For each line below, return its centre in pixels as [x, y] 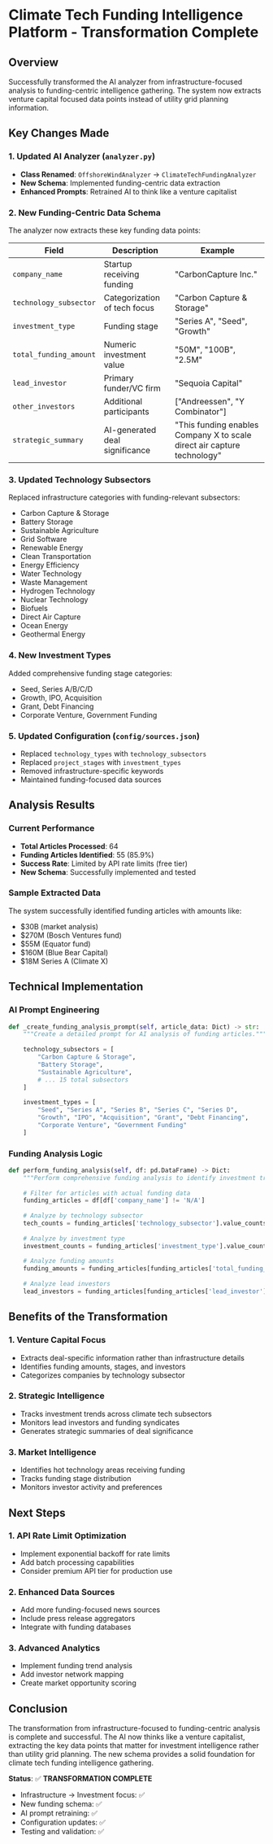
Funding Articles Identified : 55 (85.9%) [87, 854]
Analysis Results [52, 805]
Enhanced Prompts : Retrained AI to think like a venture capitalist [128, 191]
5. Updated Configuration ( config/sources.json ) [104, 736]
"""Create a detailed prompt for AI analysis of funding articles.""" [145, 1034]
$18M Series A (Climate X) [64, 961]
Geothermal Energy [53, 634]
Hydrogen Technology [58, 591]
